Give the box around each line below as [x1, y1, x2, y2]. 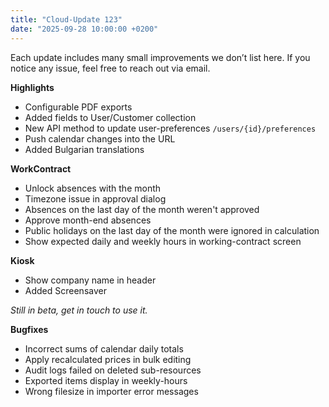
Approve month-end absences [24, 214, 152, 226]
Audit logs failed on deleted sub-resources [24, 364, 202, 376]
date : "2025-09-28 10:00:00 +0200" [10, 24, 159, 34]
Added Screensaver [24, 284, 107, 296]
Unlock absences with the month [24, 182, 162, 194]
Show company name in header [24, 274, 157, 286]
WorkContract [10, 162, 72, 175]
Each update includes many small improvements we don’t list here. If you [10, 51, 311, 63]
